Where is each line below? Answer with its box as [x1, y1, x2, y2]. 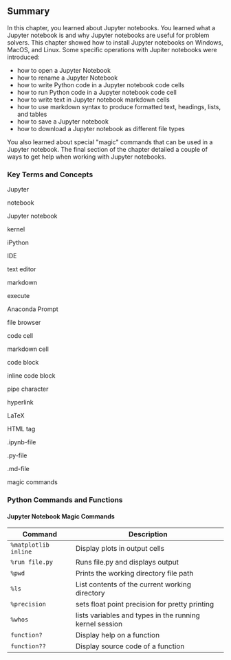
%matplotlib [10, 541, 50, 549]
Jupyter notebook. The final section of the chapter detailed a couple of [7, 145, 208, 153]
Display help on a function [75, 630, 160, 640]
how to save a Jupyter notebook [16, 117, 109, 126]
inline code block [7, 372, 56, 380]
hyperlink [7, 398, 34, 407]
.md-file [7, 465, 30, 473]
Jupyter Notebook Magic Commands [7, 512, 115, 521]
